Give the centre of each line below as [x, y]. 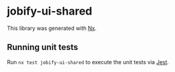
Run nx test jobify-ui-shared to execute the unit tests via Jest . [88, 62]
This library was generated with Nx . [52, 28]
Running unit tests [43, 47]
